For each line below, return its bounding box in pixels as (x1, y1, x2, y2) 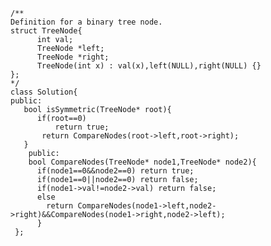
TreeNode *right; (36, 52, 110, 62)
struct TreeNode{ (10, 26, 83, 36)
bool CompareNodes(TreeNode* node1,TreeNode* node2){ (28, 157, 257, 167)
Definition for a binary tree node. (10, 17, 163, 27)
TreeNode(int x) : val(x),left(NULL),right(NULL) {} (36, 61, 262, 71)
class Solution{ (10, 87, 78, 97)
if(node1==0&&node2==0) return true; (36, 166, 195, 176)
